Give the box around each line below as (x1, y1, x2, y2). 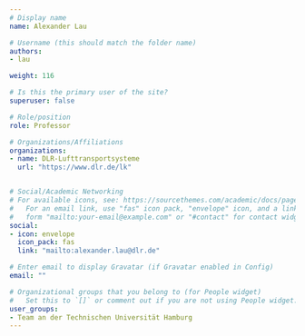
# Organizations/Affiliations (9, 137, 124, 146)
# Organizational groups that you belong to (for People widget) (9, 287, 261, 296)
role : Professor (9, 121, 71, 130)
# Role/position (9, 113, 71, 122)
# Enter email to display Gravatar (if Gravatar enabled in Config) (9, 262, 274, 272)
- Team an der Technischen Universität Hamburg (9, 312, 193, 322)
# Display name (9, 13, 67, 23)
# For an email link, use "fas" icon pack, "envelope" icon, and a (9, 203, 279, 213)
